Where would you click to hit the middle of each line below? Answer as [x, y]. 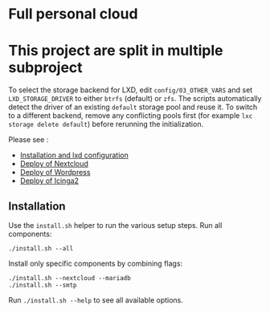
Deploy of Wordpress [55, 173]
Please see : [29, 140]
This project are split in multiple [116, 51]
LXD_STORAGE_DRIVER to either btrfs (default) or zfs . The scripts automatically [135, 99]
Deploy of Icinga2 [49, 181]
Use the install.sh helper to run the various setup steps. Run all [115, 225]
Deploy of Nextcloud [54, 164]
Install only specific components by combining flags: [96, 263]
